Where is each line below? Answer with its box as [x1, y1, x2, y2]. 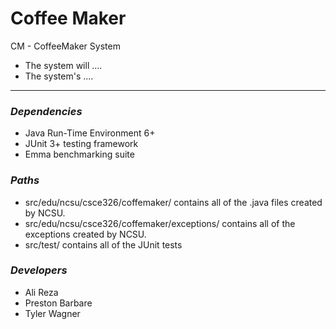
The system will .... [24, 59, 103, 71]
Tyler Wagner [24, 307, 81, 319]
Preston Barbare [24, 297, 93, 309]
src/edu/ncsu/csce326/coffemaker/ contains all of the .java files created [24, 196, 323, 208]
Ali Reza [24, 286, 59, 298]
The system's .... [24, 70, 94, 82]
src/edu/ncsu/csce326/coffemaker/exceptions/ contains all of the [24, 217, 296, 229]
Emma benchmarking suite [24, 148, 135, 161]
